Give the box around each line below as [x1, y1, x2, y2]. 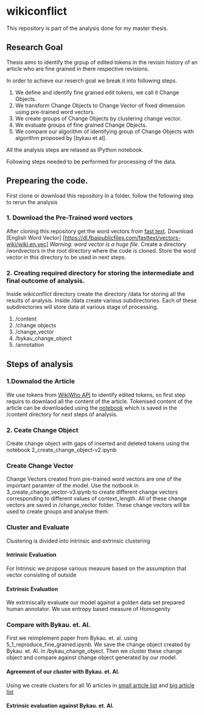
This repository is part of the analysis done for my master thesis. [6, 24, 169, 32]
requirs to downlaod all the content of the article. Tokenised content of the [6, 398, 193, 405]
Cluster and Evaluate [6, 523, 69, 532]
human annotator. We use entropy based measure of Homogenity [6, 606, 171, 613]
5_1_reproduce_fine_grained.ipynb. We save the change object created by [6, 641, 191, 648]
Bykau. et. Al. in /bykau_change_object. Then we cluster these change [6, 647, 183, 655]
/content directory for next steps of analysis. [6, 410, 118, 418]
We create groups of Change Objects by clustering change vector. [15, 114, 181, 122]
